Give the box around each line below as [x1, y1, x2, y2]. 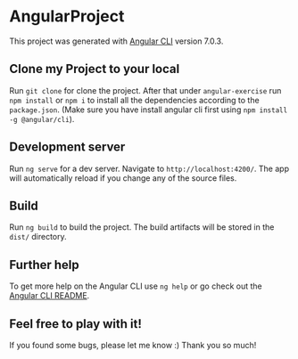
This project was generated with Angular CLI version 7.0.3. [9, 36, 224, 46]
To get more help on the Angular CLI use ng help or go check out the [9, 281, 262, 291]
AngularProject [9, 6, 125, 27]
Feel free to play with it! [9, 316, 143, 331]
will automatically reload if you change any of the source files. [9, 172, 237, 184]
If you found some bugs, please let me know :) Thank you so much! [9, 340, 257, 350]
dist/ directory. [9, 232, 67, 242]
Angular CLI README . [9, 290, 90, 301]
